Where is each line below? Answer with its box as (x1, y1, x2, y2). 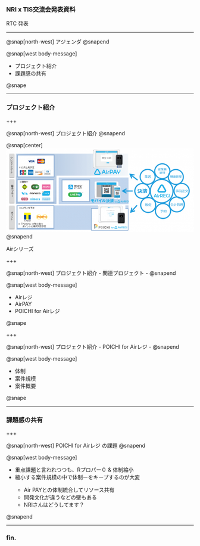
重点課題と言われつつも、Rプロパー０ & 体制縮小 (14, 466, 134, 473)
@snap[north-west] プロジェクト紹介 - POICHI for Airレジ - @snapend (6, 343, 180, 350)
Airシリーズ (6, 245, 34, 252)
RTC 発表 (6, 20, 29, 27)
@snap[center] (6, 141, 43, 148)
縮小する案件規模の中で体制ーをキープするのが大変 (14, 474, 140, 481)
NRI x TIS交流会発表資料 (6, 5, 76, 13)
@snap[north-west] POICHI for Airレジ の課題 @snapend (6, 442, 146, 449)
